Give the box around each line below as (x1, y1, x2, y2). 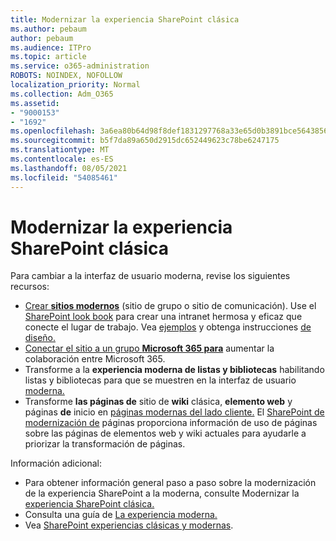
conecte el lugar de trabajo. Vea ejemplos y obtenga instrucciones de (24, 321, 312, 333)
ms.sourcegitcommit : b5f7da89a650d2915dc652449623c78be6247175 (10, 136, 280, 146)
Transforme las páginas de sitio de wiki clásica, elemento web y (24, 396, 293, 408)
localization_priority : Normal (10, 80, 141, 90)
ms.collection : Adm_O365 (10, 89, 114, 99)
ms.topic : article (10, 52, 87, 62)
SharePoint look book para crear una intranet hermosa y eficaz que (24, 311, 303, 323)
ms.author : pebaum (10, 24, 87, 34)
